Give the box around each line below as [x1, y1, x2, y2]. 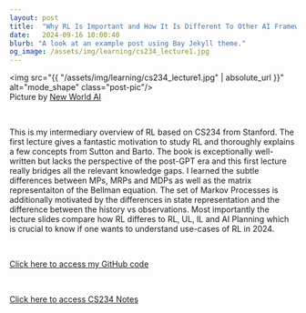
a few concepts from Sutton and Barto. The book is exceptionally [9, 146, 253, 157]
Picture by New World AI [9, 92, 102, 103]
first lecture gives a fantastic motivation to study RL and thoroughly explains [9, 136, 295, 147]
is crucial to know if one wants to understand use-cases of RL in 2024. [9, 224, 275, 235]
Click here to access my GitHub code [9, 258, 149, 269]
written [9, 156, 36, 167]
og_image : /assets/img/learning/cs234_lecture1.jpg [9, 47, 209, 56]
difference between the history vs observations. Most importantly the [9, 204, 270, 215]
